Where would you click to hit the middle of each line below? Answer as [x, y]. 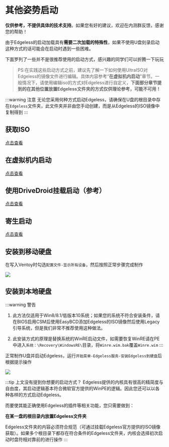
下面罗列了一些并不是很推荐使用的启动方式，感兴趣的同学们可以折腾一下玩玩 [84, 59]
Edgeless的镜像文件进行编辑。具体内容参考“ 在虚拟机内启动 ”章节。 [86, 76]
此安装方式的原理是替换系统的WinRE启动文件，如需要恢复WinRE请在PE [86, 339]
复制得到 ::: [17, 112]
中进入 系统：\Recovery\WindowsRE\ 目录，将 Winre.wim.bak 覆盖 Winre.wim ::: [88, 345]
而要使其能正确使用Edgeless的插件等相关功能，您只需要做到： [70, 405]
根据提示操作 [18, 362]
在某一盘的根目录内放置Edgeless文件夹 [46, 416]
